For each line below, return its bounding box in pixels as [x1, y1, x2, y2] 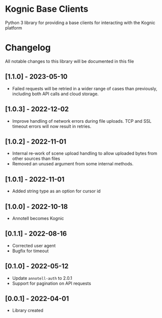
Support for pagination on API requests [12, 280, 92, 286]
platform [5, 25, 22, 30]
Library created [12, 308, 44, 314]
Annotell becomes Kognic [12, 215, 65, 221]
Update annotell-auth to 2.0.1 [12, 275, 72, 281]
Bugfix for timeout [12, 248, 49, 254]
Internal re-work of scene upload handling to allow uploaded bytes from [12, 151, 158, 157]
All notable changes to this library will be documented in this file [5, 58, 134, 64]
